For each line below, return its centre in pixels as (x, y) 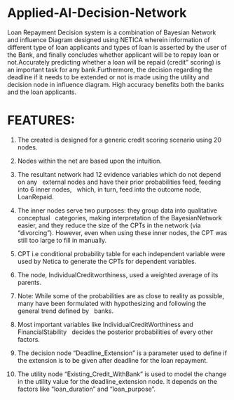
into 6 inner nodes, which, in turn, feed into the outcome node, (109, 189)
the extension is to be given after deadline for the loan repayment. (112, 360)
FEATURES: (41, 120)
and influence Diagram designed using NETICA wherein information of (109, 39)
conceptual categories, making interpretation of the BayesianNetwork (119, 218)
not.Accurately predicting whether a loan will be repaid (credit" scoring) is (114, 62)
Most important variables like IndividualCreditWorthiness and (105, 324)
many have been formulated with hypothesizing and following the (112, 303)
